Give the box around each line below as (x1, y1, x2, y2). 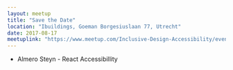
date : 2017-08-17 (7, 29, 58, 37)
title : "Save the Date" (7, 17, 76, 24)
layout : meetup (7, 10, 51, 17)
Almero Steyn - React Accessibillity (17, 55, 118, 63)
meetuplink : (7, 36, 42, 43)
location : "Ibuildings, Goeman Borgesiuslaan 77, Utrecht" (7, 23, 182, 30)
